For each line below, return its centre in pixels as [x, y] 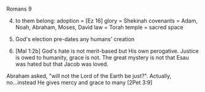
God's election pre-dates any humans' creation [75, 39]
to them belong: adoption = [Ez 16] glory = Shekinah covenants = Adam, [106, 21]
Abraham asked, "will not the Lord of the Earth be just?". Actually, [89, 76]
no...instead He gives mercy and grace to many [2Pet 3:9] [79, 82]
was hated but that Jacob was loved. [62, 64]
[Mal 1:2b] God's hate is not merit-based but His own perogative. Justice [107, 51]
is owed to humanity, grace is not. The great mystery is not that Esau [102, 57]
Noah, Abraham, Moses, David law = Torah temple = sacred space [99, 27]
